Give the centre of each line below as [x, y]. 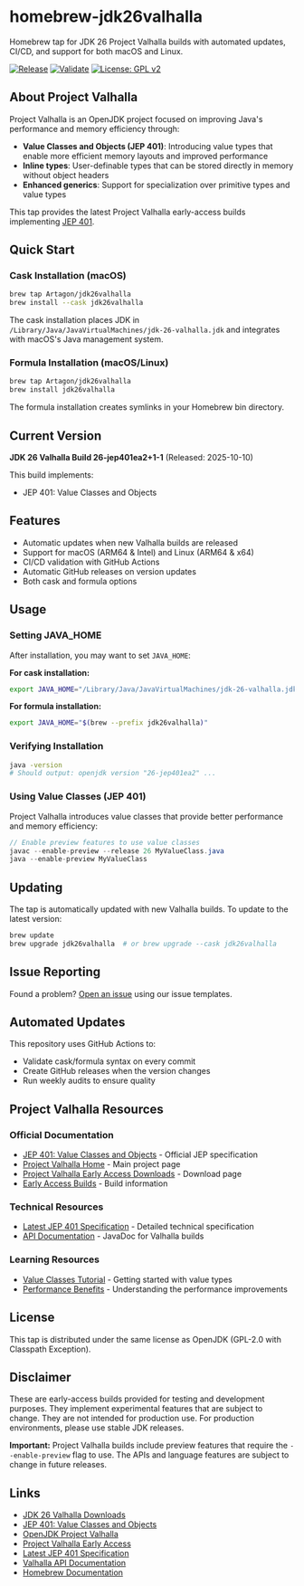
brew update [32, 935]
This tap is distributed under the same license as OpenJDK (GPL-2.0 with [146, 1339]
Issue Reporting [55, 972]
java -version [36, 765]
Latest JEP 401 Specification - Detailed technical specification [138, 1227]
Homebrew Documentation [73, 1572]
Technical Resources [57, 1207]
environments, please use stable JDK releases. [97, 1428]
